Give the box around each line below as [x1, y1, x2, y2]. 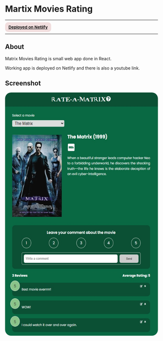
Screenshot [5, 79, 41, 88]
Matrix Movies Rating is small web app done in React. [5, 55, 112, 61]
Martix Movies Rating [5, 3, 93, 15]
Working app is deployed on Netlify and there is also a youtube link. [5, 65, 140, 71]
